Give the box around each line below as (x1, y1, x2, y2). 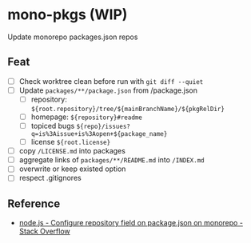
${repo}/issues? (76, 122, 131, 130)
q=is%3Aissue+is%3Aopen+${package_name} (30, 130, 168, 138)
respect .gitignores (18, 173, 82, 183)
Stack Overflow (18, 226, 71, 237)
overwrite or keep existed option (18, 164, 126, 173)
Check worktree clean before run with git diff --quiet (18, 76, 204, 86)
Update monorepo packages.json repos (7, 32, 138, 42)
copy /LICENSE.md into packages (18, 146, 125, 156)
